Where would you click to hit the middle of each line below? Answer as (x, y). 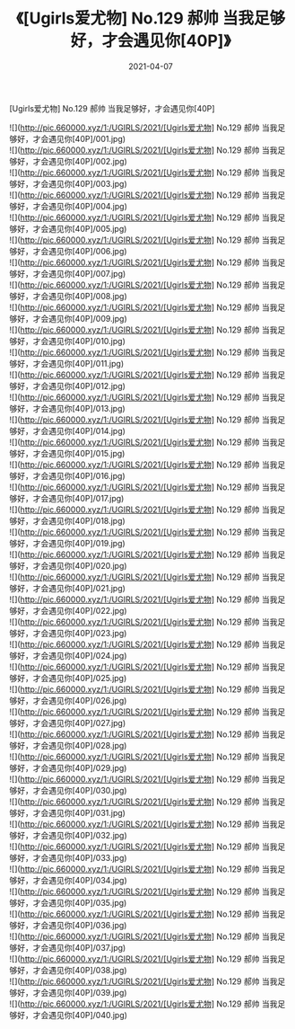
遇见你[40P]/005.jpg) (87, 228)
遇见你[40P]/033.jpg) (87, 857)
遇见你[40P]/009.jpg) (87, 318)
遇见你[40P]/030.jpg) (87, 790)
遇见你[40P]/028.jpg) (87, 745)
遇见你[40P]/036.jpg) (87, 925)
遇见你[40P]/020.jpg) (87, 565)
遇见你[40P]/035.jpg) (87, 902)
